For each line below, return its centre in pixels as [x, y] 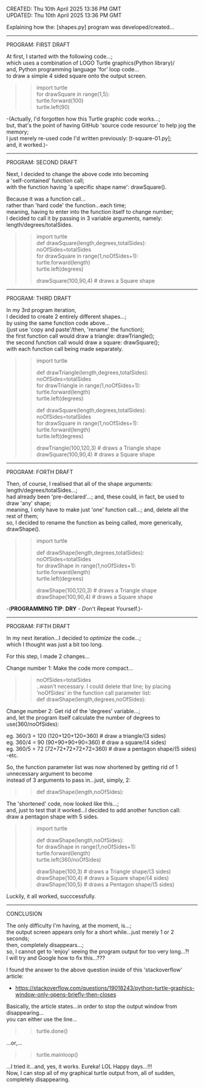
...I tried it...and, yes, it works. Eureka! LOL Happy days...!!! [79, 1066]
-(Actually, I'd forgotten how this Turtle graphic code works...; [83, 119]
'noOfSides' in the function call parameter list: [94, 693]
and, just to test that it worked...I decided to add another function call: [93, 810]
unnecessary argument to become [49, 774]
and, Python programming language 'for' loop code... [73, 69]
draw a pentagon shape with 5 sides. [53, 817]
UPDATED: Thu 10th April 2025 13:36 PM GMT [64, 15]
